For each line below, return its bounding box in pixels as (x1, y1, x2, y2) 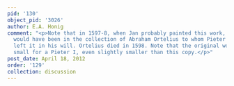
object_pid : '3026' (7, 17, 64, 24)
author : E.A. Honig (7, 23, 64, 30)
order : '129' (7, 62, 45, 69)
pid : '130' (7, 10, 39, 17)
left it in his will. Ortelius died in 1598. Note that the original (13, 42, 219, 49)
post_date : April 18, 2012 (7, 55, 86, 62)
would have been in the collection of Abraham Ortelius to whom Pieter (13, 36, 226, 43)
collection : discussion (7, 68, 77, 75)
